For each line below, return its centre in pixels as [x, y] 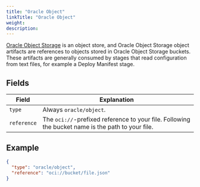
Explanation [116, 100]
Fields [18, 83]
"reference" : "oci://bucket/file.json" [61, 173]
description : [22, 28]
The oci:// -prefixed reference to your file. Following [116, 120]
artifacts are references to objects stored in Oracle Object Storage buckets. [99, 52]
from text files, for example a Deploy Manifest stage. [71, 64]
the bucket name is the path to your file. [98, 127]
